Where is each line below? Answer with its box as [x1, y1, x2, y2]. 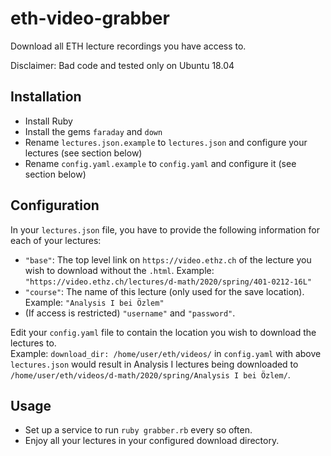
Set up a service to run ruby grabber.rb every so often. [24, 424, 253, 436]
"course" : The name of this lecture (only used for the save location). [24, 285, 305, 297]
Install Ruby [24, 115, 73, 127]
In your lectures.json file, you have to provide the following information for [10, 223, 320, 236]
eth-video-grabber [10, 7, 170, 30]
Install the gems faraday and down [24, 125, 163, 137]
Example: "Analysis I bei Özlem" [24, 296, 165, 308]
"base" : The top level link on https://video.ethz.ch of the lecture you [24, 253, 312, 266]
